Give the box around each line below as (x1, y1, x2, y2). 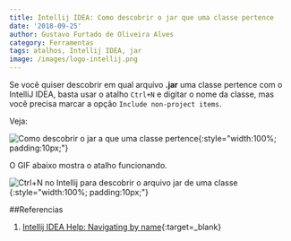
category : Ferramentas (9, 38, 94, 47)
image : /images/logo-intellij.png (9, 55, 139, 64)
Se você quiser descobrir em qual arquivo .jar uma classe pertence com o (9, 80, 283, 90)
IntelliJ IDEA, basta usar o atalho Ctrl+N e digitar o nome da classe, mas (9, 89, 275, 99)
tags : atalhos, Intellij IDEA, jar (9, 47, 142, 56)
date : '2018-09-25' (9, 22, 82, 30)
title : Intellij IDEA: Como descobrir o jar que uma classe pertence (9, 13, 275, 22)
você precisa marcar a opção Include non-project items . (9, 99, 222, 108)
